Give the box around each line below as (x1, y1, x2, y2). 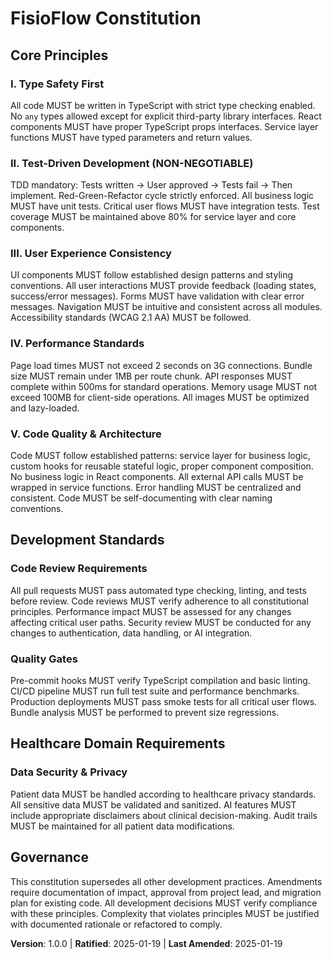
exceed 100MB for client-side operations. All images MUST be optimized (10, 391, 310, 403)
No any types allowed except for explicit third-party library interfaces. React (10, 110, 322, 122)
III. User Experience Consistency (10, 247, 172, 261)
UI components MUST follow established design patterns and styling (10, 269, 294, 281)
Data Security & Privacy (10, 765, 128, 779)
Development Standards (10, 532, 165, 549)
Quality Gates (10, 652, 78, 666)
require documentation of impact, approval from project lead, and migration (10, 886, 322, 898)
